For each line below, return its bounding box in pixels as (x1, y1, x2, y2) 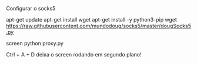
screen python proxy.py (6, 40, 64, 47)
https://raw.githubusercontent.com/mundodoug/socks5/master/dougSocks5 (6, 23, 191, 29)
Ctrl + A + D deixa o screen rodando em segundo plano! (6, 51, 142, 58)
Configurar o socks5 (6, 5, 56, 12)
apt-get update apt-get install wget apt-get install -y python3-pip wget (6, 16, 178, 23)
